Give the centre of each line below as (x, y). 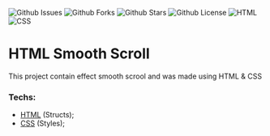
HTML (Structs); (47, 115)
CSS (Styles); (43, 123)
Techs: (22, 97)
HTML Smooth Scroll (79, 54)
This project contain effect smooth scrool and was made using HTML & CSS (135, 76)
